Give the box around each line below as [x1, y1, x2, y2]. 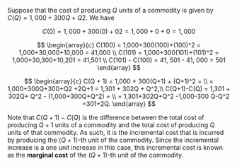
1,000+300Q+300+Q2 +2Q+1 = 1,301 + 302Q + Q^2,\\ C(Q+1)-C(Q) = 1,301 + [7, 85, 231, 93]
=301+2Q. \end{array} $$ [82, 100, 156, 108]
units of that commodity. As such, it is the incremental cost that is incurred [7, 129, 224, 136]
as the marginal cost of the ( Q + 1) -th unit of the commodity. [7, 151, 184, 159]
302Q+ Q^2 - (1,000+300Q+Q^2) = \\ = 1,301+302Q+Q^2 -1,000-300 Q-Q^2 [8, 92, 230, 100]
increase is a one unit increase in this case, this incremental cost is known [7, 143, 223, 151]
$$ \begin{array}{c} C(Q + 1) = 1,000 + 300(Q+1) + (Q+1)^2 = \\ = [24, 77, 214, 85]
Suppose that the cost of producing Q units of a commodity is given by [7, 6, 214, 14]
